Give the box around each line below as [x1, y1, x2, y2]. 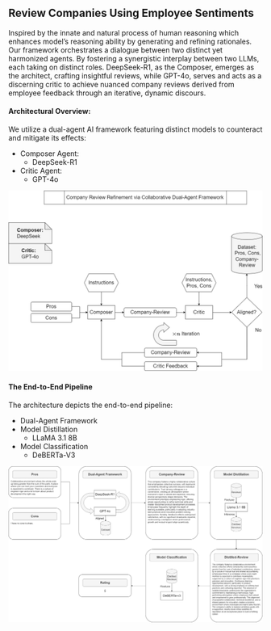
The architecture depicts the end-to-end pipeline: [8, 400, 173, 410]
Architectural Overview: [8, 107, 91, 116]
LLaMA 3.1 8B [31, 432, 78, 443]
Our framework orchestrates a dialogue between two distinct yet [8, 44, 223, 55]
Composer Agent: [19, 149, 79, 158]
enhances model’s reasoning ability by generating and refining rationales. [8, 36, 252, 46]
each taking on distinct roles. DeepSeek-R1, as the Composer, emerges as [8, 62, 255, 72]
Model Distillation [19, 424, 78, 434]
